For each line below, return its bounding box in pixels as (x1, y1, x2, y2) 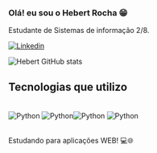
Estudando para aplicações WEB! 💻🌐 (8, 135, 134, 145)
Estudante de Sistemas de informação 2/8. (8, 26, 150, 35)
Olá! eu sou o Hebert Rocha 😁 (8, 7, 128, 19)
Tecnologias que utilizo (8, 80, 127, 93)
